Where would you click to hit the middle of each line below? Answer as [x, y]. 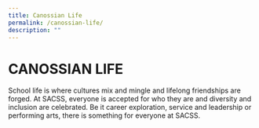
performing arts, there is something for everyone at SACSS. [104, 115]
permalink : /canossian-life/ [56, 23]
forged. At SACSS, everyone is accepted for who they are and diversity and [130, 99]
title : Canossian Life [45, 15]
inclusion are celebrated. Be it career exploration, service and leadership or [130, 108]
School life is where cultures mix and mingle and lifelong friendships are [124, 90]
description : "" [35, 30]
